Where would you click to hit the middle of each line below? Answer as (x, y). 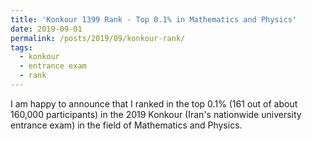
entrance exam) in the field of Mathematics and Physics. (126, 125)
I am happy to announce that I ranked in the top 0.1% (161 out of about (154, 103)
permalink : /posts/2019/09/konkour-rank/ (98, 38)
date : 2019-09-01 (46, 29)
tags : (21, 47)
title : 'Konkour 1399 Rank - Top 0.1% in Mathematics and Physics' (154, 19)
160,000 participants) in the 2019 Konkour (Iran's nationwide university (156, 114)
